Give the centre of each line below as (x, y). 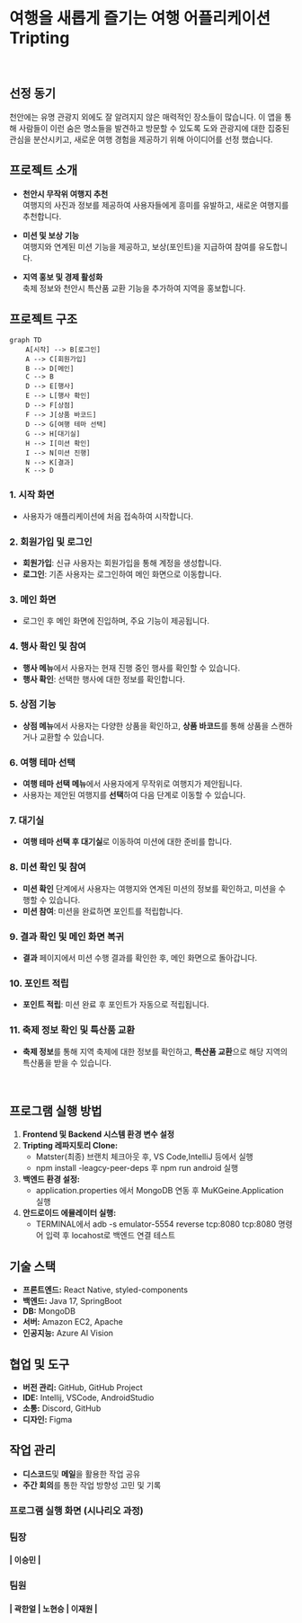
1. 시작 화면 (32, 495)
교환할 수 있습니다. (72, 737)
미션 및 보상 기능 (50, 235)
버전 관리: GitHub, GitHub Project (83, 1388)
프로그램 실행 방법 (56, 1111)
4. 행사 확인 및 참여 (48, 646)
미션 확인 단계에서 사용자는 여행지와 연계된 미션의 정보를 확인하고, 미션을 (149, 888)
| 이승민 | (25, 1560)
